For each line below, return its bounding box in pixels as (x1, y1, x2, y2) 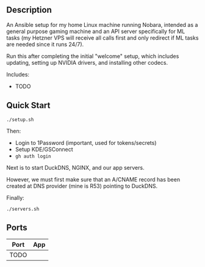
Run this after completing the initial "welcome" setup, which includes (6, 52, 179, 60)
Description (6, 5, 52, 15)
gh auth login (15, 153, 51, 159)
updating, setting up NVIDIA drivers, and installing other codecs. (6, 59, 168, 66)
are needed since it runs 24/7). (6, 40, 84, 48)
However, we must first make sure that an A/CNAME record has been (6, 175, 181, 183)
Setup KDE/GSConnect (15, 145, 73, 153)
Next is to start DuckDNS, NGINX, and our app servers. (6, 164, 145, 171)
